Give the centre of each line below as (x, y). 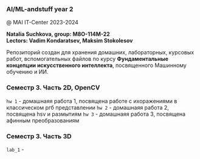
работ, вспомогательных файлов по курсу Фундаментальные (88, 59)
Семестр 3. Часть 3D (39, 136)
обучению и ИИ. (27, 72)
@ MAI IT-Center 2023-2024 (43, 23)
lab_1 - (15, 149)
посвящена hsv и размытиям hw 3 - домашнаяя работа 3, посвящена (96, 114)
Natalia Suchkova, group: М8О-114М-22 (58, 34)
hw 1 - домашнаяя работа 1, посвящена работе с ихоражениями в (92, 101)
